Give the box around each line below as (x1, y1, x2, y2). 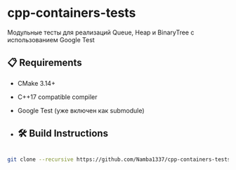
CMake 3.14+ (17, 79, 56, 87)
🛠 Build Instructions (17, 128, 109, 140)
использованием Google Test (7, 35, 95, 44)
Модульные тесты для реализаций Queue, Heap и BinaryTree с (7, 28, 195, 37)
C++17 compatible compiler (17, 93, 98, 101)
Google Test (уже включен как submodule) (17, 106, 145, 115)
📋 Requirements (7, 57, 82, 69)
